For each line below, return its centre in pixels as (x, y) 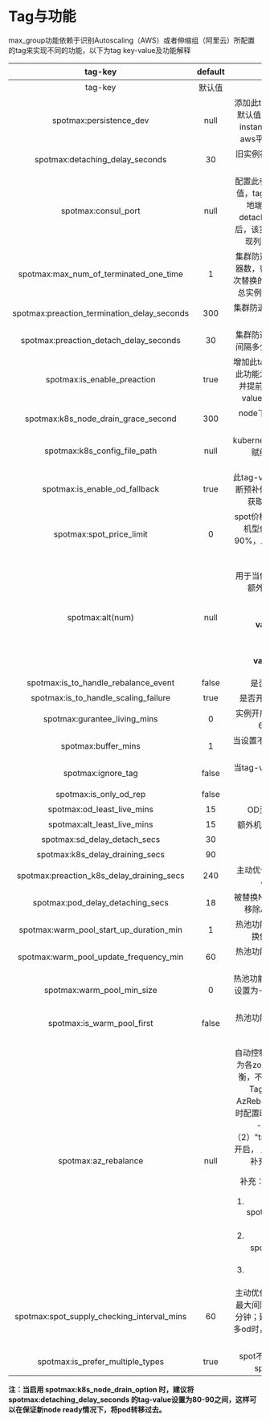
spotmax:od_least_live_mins (101, 809)
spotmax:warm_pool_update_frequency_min (100, 957)
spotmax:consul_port (100, 210)
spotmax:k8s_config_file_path (100, 451)
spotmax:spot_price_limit (101, 533)
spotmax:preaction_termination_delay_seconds (101, 313)
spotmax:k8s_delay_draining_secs (100, 854)
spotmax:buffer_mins (100, 746)
